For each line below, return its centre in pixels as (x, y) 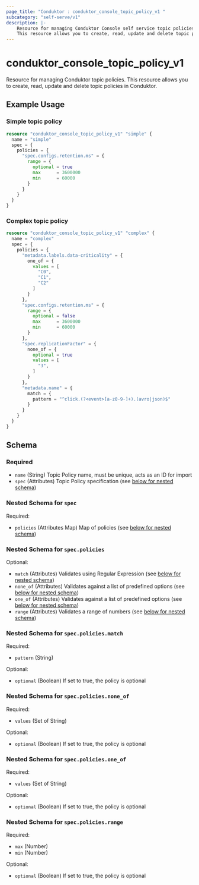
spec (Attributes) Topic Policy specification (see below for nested (94, 481)
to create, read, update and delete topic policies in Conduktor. (82, 86)
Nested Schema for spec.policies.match (65, 633)
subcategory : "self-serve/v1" (44, 17)
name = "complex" (33, 239)
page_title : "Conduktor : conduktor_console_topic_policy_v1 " (86, 12)
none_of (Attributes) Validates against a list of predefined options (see (99, 587)
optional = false (54, 316)
